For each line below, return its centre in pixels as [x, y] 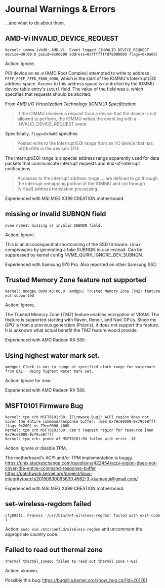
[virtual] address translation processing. [58, 189]
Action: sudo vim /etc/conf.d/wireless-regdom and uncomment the [74, 529]
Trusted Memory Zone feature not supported [76, 280]
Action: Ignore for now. [28, 381]
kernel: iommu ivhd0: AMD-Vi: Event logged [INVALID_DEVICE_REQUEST [77, 50]
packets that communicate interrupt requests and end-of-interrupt [73, 163]
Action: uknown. [22, 570]
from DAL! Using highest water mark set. [49, 371]
